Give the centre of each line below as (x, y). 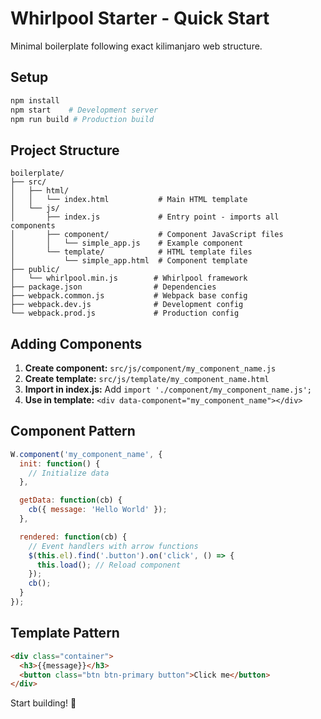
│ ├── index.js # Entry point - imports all (145, 217)
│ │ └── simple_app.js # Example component (127, 243)
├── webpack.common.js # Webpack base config (129, 296)
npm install (35, 100)
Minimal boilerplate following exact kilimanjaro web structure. (136, 46)
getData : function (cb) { (71, 500)
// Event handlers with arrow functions (113, 546)
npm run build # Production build (82, 119)
